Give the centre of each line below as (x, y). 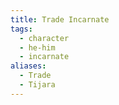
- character (44, 38)
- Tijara (37, 85)
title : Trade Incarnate (60, 19)
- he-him (37, 47)
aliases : (28, 66)
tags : (21, 29)
